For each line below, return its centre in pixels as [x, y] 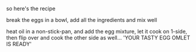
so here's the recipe [31, 9]
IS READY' [19, 44]
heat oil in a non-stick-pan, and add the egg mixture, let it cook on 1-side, [97, 31]
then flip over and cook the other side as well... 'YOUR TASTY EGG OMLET [98, 38]
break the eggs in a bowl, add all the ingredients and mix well [82, 20]
